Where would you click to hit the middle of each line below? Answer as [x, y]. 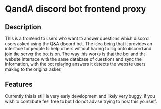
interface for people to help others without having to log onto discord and [78, 49]
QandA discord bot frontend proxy [76, 9]
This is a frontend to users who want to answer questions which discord [77, 38]
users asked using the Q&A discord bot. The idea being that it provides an [79, 44]
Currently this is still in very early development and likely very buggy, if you [80, 96]
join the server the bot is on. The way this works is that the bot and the [76, 54]
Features [19, 85]
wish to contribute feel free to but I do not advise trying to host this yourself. [81, 101]
